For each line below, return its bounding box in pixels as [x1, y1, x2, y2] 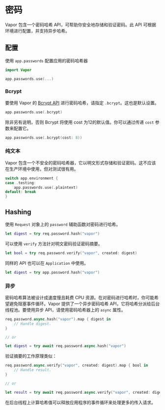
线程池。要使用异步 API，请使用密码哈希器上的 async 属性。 [5, 307, 126, 313]
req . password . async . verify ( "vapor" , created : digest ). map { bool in [5, 363, 148, 368]
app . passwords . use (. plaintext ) [14, 185, 78, 190]
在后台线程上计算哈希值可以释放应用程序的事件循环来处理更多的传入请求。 [5, 399, 156, 405]
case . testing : [5, 180, 36, 185]
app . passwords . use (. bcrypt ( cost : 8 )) [5, 135, 82, 140]
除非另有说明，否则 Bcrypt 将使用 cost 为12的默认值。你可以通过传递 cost [5, 119, 154, 125]
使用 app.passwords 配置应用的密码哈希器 [5, 58, 88, 63]
